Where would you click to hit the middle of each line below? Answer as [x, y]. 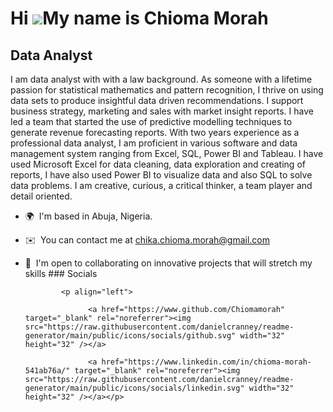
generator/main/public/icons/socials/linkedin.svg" [134, 388]
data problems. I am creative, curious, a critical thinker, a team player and [161, 185]
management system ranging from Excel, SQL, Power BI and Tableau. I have [167, 153]
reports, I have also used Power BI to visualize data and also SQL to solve [161, 175]
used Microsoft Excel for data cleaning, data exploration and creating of [158, 164]
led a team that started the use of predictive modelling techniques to [151, 121]
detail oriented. [41, 196]
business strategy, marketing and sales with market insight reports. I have [162, 111]
